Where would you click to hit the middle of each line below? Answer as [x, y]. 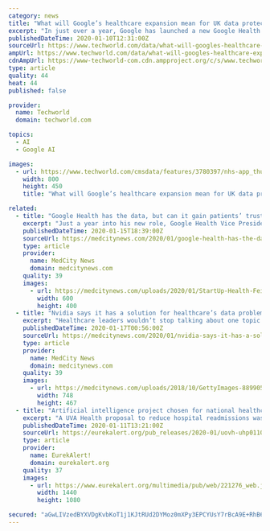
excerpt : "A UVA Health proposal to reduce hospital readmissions [136, 418]
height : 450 [43, 187]
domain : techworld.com [53, 120]
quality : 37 [43, 470]
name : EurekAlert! [60, 455]
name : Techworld [43, 113]
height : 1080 [59, 500]
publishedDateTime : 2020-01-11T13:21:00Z [93, 426]
